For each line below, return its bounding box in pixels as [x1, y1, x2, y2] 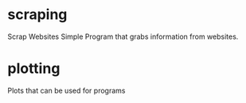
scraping [7, 6, 68, 24]
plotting [7, 59, 61, 78]
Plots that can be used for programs [7, 86, 126, 95]
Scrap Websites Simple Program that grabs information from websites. [7, 32, 239, 41]
